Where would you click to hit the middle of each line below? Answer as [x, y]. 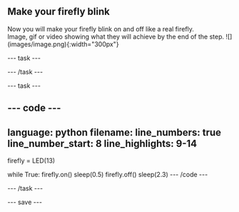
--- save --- [25, 202]
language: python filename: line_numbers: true [115, 132]
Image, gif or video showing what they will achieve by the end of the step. [116, 36]
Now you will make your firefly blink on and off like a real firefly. [101, 29]
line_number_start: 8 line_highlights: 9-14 [102, 143]
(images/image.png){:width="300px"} [63, 44]
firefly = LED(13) [31, 161]
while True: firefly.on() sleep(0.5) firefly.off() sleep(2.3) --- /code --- [108, 175]
